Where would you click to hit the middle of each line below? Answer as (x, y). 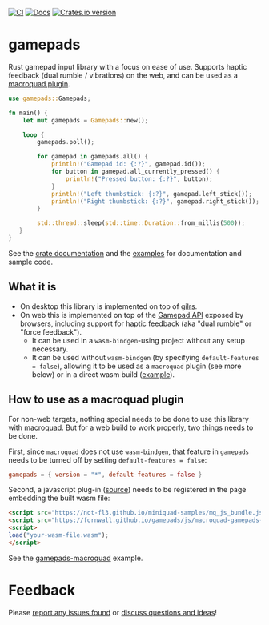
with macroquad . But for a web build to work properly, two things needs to (131, 427)
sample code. (31, 262)
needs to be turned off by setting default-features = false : (108, 459)
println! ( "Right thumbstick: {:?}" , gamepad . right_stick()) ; (155, 201)
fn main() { (28, 113)
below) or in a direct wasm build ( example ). (103, 374)
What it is (32, 287)
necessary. (50, 349)
